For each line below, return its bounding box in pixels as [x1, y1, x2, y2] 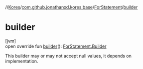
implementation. [5, 58, 38, 64]
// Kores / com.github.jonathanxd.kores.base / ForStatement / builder [5, 4, 138, 10]
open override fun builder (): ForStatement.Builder [5, 43, 107, 49]
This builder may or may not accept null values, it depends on [5, 53, 132, 59]
